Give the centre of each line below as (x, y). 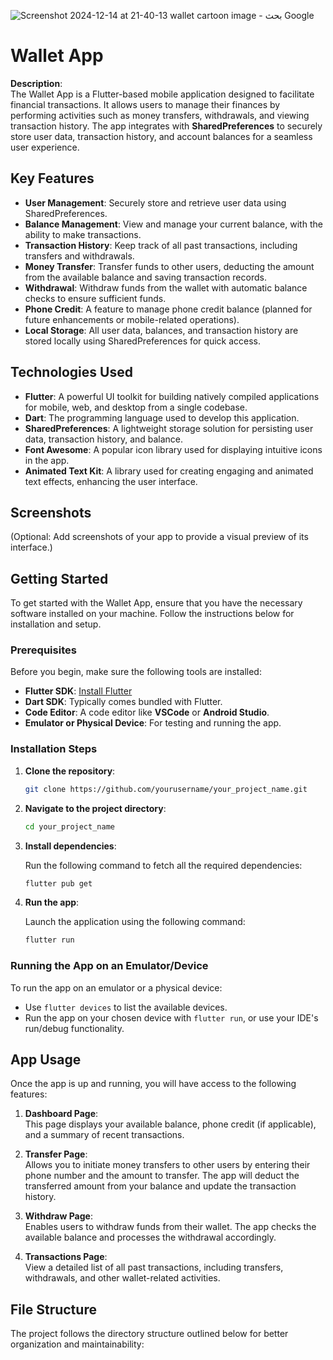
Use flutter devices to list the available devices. (126, 1007)
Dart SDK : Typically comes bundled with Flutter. (123, 702)
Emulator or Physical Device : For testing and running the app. (153, 723)
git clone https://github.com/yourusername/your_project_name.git (166, 789)
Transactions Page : (66, 1257)
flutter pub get (58, 883)
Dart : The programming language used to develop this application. (162, 417)
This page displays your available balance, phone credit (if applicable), (170, 1124)
